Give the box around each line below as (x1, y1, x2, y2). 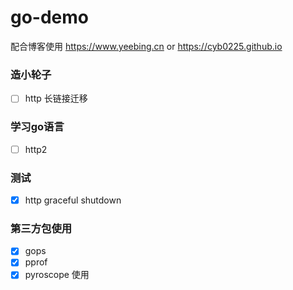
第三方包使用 (10, 221, 73, 235)
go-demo (10, 6, 90, 29)
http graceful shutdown (24, 194, 122, 206)
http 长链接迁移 (24, 92, 88, 105)
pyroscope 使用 (24, 269, 90, 281)
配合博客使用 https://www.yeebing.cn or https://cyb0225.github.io (10, 40, 283, 52)
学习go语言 (10, 120, 65, 134)
